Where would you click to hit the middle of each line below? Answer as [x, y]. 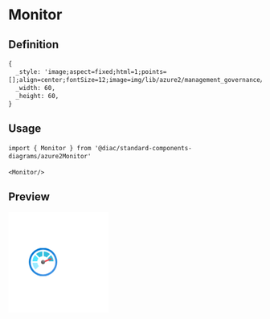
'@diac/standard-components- [143, 148]
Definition [33, 45]
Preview [29, 197]
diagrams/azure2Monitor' [50, 156]
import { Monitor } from [50, 148]
